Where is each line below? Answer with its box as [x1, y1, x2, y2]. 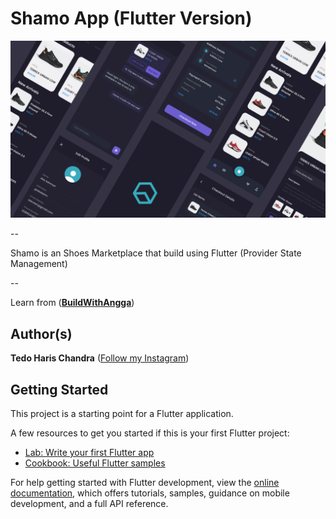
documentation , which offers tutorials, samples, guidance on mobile [10, 487, 290, 499]
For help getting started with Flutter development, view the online [10, 477, 280, 489]
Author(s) [10, 325, 73, 342]
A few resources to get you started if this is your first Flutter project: [10, 427, 290, 439]
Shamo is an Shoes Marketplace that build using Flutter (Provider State [10, 247, 302, 259]
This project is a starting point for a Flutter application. [10, 408, 234, 420]
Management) [10, 258, 68, 270]
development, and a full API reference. [10, 498, 169, 510]
